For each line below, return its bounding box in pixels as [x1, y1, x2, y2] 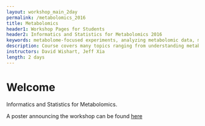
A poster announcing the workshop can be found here [6, 112, 143, 119]
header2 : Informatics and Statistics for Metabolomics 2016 [6, 32, 163, 38]
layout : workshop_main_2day [6, 9, 78, 15]
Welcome [6, 80, 56, 94]
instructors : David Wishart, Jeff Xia [6, 49, 105, 55]
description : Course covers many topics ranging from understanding [6, 43, 184, 49]
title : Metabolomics [6, 20, 59, 26]
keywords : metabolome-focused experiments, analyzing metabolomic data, [6, 37, 195, 43]
